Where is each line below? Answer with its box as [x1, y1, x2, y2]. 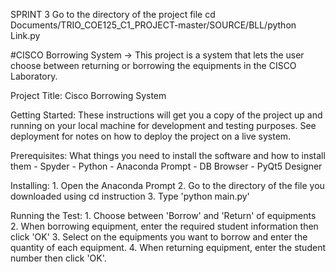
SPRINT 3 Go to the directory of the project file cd [10, 9, 216, 20]
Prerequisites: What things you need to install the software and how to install [10, 150, 326, 161]
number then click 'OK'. [10, 252, 107, 264]
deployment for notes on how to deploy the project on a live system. [10, 130, 292, 142]
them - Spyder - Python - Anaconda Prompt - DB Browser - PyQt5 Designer [10, 160, 323, 172]
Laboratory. [10, 70, 58, 82]
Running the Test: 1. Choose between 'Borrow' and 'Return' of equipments [10, 210, 317, 221]
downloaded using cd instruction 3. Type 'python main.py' [10, 190, 250, 202]
